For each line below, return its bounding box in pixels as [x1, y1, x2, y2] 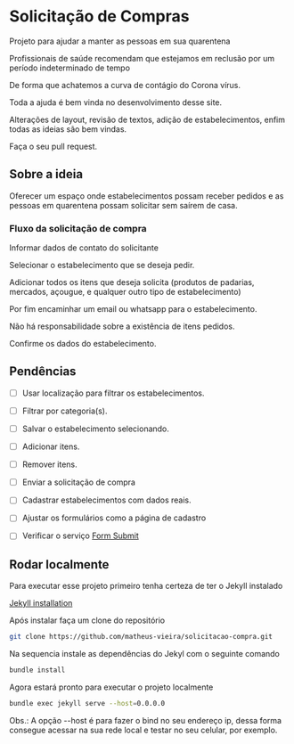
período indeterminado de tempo [9, 62, 131, 73]
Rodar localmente [9, 557, 110, 572]
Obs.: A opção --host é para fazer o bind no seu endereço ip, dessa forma [9, 715, 282, 725]
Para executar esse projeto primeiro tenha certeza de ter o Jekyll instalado [9, 581, 283, 592]
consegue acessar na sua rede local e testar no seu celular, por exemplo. [9, 724, 278, 735]
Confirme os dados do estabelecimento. [9, 339, 157, 349]
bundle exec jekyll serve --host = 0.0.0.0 [9, 699, 166, 707]
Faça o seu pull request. [9, 141, 98, 151]
